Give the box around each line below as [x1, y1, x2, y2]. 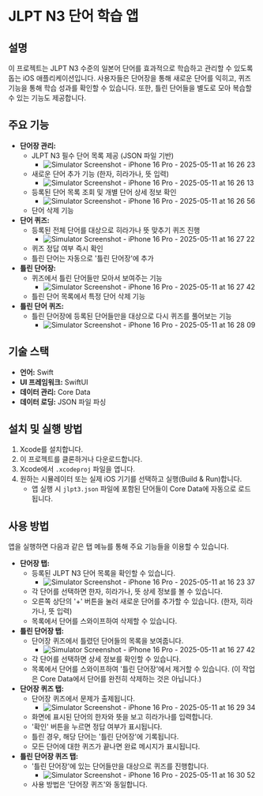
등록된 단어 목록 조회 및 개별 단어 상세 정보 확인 [31, 187, 177, 197]
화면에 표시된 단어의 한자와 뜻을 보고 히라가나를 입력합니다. [31, 712, 213, 722]
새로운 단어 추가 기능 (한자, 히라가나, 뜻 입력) [31, 169, 170, 178]
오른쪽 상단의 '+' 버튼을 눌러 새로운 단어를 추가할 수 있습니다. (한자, [31, 597, 239, 606]
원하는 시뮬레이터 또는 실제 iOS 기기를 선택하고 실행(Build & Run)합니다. [19, 475, 242, 484]
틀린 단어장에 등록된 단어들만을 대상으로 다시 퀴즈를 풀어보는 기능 [31, 311, 232, 321]
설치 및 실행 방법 [8, 422, 83, 436]
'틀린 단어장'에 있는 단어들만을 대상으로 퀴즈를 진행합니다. [31, 761, 209, 771]
